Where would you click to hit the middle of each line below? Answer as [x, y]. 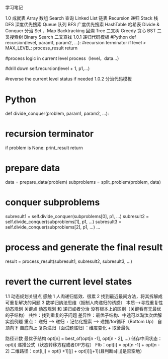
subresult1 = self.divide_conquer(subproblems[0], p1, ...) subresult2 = [77, 216]
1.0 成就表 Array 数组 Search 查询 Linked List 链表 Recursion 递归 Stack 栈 [82, 18]
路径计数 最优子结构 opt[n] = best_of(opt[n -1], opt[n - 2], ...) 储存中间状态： [84, 338]
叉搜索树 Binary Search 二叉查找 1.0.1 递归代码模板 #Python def [71, 37]
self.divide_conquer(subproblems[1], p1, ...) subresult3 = [63, 222]
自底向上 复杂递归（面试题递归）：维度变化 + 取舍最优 [75, 328]
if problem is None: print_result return [44, 148]
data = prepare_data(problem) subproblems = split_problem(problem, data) [83, 182]
